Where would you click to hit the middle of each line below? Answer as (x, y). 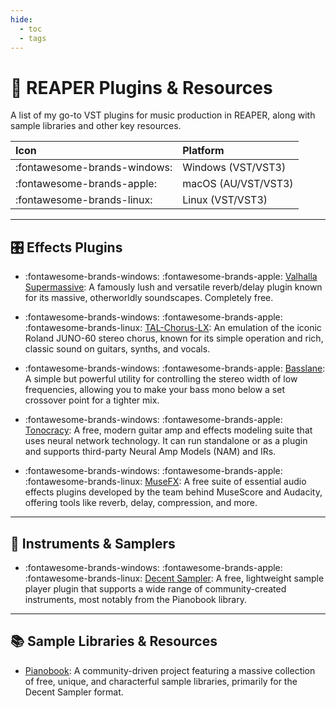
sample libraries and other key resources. (96, 126)
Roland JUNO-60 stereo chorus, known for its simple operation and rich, (174, 338)
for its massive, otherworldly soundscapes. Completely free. (149, 298)
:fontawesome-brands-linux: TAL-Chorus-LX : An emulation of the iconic (173, 328)
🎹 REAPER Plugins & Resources (141, 87)
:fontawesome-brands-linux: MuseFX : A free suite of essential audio (165, 482)
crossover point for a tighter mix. (92, 400)
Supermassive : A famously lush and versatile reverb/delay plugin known (173, 287)
